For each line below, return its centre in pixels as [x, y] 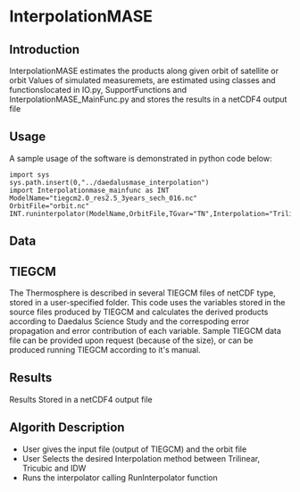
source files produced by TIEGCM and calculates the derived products [139, 312]
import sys [29, 175]
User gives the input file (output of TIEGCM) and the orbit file [134, 449]
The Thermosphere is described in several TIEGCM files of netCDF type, [143, 293]
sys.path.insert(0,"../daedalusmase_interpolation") [109, 182]
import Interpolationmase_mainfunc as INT [89, 190]
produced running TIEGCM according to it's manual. [105, 350]
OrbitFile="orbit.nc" [50, 206]
